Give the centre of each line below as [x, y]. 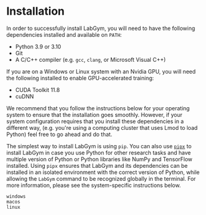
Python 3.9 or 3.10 [38, 47]
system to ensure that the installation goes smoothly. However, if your [94, 115]
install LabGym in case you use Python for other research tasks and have [99, 153]
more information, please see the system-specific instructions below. [93, 185]
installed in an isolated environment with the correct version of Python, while [103, 172]
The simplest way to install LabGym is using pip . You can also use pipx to [99, 146]
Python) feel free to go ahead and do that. [59, 134]
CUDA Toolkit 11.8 [37, 89]
